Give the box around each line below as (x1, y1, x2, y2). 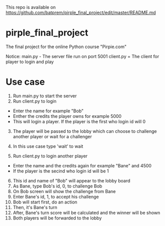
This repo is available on (5, 5, 56, 10)
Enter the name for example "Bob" (12, 108, 84, 114)
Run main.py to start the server (12, 93, 77, 99)
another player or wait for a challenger (12, 133, 92, 139)
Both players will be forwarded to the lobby (12, 215, 102, 221)
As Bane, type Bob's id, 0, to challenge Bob (12, 183, 102, 189)
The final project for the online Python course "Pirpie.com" (5, 44, 127, 50)
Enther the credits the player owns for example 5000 (12, 113, 122, 119)
